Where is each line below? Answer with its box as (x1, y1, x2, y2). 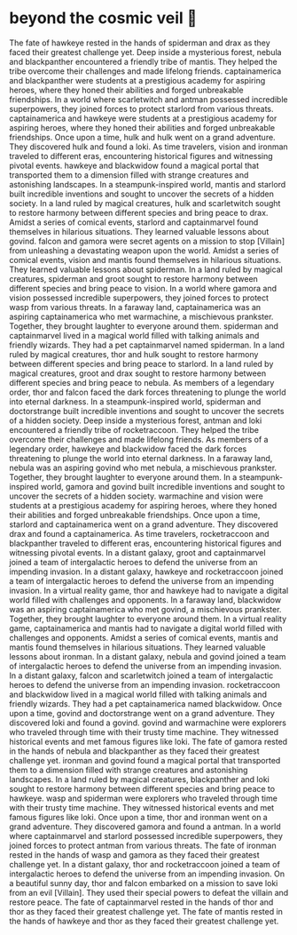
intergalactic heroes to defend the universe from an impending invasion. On (9, 868, 285, 879)
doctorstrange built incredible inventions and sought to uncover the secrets (9, 405, 285, 416)
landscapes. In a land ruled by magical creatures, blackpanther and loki (9, 773, 270, 785)
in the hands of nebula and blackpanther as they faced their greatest (9, 746, 260, 756)
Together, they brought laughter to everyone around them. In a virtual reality (9, 613, 287, 624)
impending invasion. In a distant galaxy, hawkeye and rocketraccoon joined (9, 566, 284, 577)
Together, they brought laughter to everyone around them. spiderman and (9, 320, 279, 332)
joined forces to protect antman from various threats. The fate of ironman (9, 840, 277, 851)
